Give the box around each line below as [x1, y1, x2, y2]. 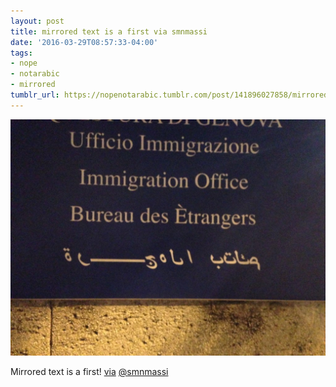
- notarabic [10, 69, 60, 79]
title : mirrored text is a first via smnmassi [10, 26, 208, 37]
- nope [10, 58, 38, 69]
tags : [10, 48, 33, 58]
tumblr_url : [10, 90, 60, 100]
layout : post [10, 16, 65, 26]
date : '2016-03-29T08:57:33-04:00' [10, 37, 159, 47]
